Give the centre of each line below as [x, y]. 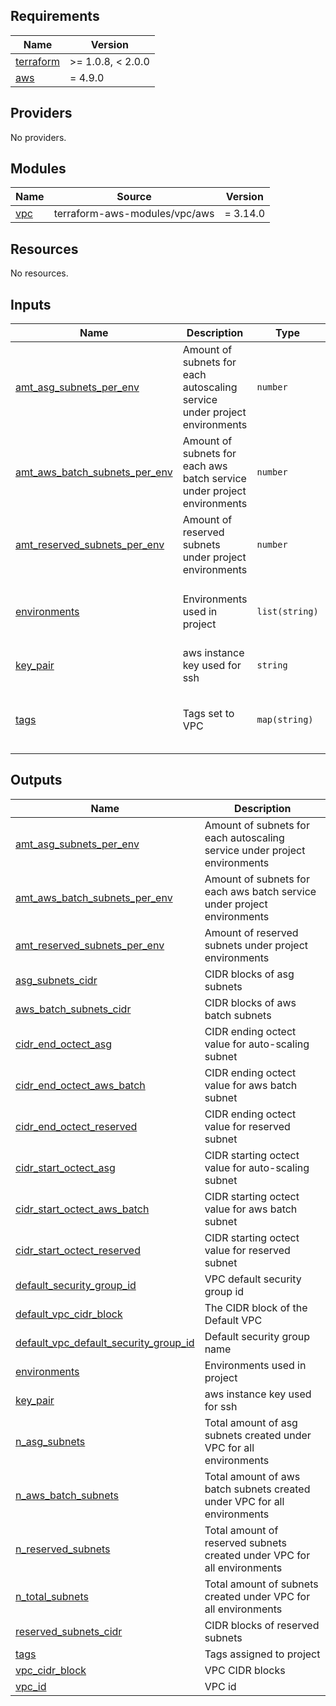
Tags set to [208, 713]
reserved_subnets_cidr [69, 1631]
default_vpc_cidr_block [69, 1314]
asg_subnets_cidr [56, 980]
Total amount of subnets [261, 1584]
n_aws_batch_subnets [67, 1495]
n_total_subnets [52, 1596]
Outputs [36, 780]
